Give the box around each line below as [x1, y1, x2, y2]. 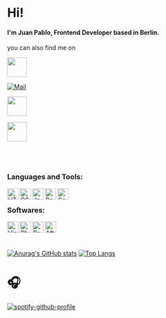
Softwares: [7, 205, 45, 215]
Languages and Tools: [7, 172, 83, 182]
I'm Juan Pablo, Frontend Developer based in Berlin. [7, 28, 160, 36]
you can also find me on [7, 44, 76, 52]
